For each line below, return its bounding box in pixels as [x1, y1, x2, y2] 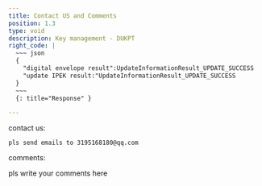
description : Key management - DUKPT [8, 34, 135, 43]
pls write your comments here [8, 168, 108, 178]
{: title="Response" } [15, 94, 92, 102]
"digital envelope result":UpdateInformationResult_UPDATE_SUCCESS [23, 64, 254, 72]
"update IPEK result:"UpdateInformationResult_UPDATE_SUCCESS [23, 72, 236, 80]
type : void [8, 27, 45, 35]
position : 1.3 [8, 19, 56, 27]
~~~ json [15, 49, 45, 57]
